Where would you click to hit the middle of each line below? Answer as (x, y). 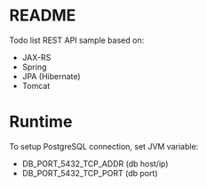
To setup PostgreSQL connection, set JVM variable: (104, 146)
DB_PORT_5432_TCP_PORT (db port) (90, 173)
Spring (34, 67)
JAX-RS (36, 57)
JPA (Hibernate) (52, 76)
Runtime (41, 122)
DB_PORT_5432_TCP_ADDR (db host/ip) (95, 163)
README (43, 16)
